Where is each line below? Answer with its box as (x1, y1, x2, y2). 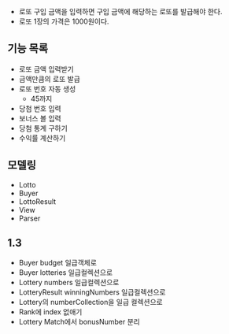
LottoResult (18, 196, 57, 206)
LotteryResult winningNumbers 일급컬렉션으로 (18, 288, 166, 297)
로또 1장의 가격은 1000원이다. (18, 17, 109, 26)
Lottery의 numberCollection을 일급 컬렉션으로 (18, 298, 163, 307)
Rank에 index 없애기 (18, 307, 83, 317)
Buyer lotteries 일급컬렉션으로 (18, 268, 113, 277)
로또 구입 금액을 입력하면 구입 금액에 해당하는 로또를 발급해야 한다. (18, 7, 223, 16)
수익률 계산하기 (18, 133, 66, 143)
